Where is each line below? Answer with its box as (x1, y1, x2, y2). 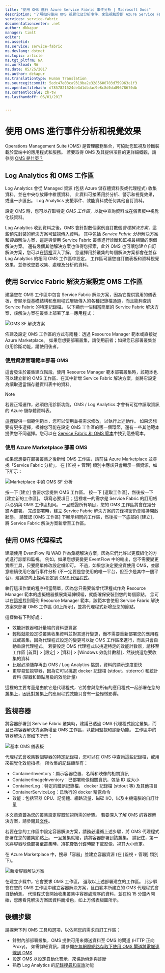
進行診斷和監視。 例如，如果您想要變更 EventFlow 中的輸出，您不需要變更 (9, 556, 159, 562)
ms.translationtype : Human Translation (5, 76, 87, 81)
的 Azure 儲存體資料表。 (5, 408, 54, 413)
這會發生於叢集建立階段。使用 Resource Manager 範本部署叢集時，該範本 (5, 369, 154, 375)
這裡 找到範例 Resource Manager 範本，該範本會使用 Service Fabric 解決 (14, 598, 160, 603)
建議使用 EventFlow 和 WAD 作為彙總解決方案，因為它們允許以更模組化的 (5, 550, 153, 556)
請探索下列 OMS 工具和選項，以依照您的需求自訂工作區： (5, 927, 121, 933)
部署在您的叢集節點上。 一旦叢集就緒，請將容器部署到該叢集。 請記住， (5, 835, 150, 841)
